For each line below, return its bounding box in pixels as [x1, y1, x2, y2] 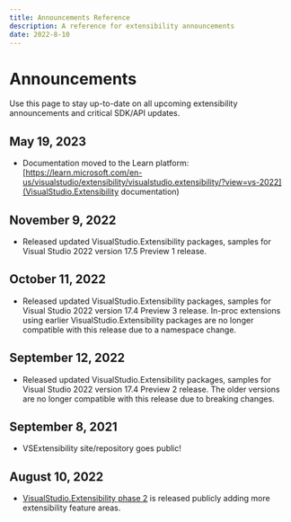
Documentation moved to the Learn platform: [22, 158, 190, 169]
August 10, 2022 [9, 469, 104, 484]
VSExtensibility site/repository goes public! [22, 443, 182, 454]
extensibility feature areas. [22, 502, 121, 513]
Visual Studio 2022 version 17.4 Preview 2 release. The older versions [22, 384, 280, 394]
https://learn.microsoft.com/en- [25, 167, 143, 178]
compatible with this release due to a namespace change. [22, 324, 236, 335]
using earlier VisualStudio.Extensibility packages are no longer [22, 314, 254, 325]
